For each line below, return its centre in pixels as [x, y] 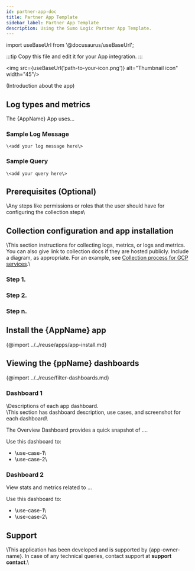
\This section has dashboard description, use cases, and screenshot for [94, 412]
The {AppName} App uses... [40, 119]
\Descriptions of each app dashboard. [52, 406]
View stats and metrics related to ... [49, 487]
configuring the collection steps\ [45, 212]
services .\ [18, 264]
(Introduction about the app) [40, 86]
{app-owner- [164, 550]
